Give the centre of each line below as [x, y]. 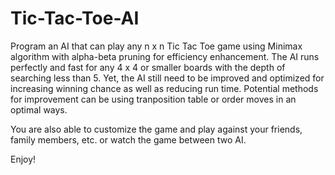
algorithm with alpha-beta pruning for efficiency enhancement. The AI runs [165, 56]
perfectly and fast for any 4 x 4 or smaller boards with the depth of [148, 67]
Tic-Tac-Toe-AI [75, 18]
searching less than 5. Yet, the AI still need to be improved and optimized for [167, 78]
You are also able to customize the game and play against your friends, [156, 129]
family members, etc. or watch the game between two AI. [128, 139]
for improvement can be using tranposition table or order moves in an [153, 99]
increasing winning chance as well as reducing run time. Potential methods [164, 88]
